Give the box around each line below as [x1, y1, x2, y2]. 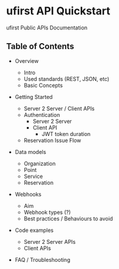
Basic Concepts [23, 81, 63, 89]
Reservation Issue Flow [23, 137, 82, 144]
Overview [14, 57, 39, 64]
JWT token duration [41, 130, 91, 137]
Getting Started [14, 93, 53, 100]
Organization [23, 160, 56, 167]
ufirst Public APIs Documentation [6, 24, 88, 31]
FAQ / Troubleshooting [14, 256, 71, 263]
